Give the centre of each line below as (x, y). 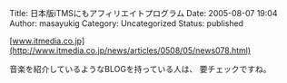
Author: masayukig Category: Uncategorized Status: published (126, 23)
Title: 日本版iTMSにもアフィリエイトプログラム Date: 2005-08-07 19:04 (143, 13)
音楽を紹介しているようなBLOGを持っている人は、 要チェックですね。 (140, 69)
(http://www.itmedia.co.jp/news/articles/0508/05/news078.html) (130, 51)
